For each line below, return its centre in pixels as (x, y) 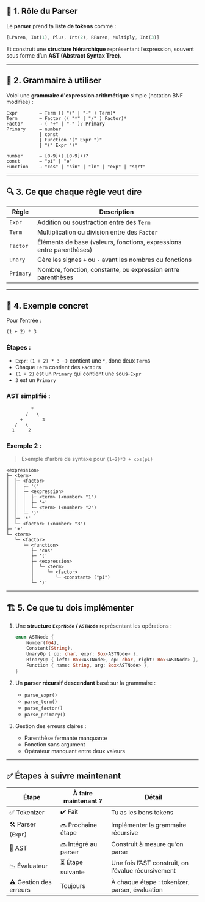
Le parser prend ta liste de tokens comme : (61, 26)
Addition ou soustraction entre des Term (94, 222)
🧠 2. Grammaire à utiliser (54, 81)
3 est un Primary (35, 380)
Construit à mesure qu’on (148, 844)
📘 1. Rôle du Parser (42, 11)
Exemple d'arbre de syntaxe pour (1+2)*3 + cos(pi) (87, 459)
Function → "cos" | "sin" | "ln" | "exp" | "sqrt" (76, 167)
